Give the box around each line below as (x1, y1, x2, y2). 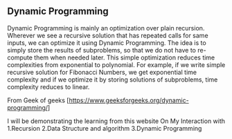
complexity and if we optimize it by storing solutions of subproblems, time (7, 75, 218, 84)
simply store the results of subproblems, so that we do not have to (7, 46, 196, 54)
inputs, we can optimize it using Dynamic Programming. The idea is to (7, 38, 206, 47)
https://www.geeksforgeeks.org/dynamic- (69, 96, 189, 104)
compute (7, 53, 33, 62)
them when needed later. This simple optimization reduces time (34, 53, 215, 62)
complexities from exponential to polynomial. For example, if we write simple (7, 60, 226, 68)
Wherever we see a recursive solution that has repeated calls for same (7, 31, 209, 39)
